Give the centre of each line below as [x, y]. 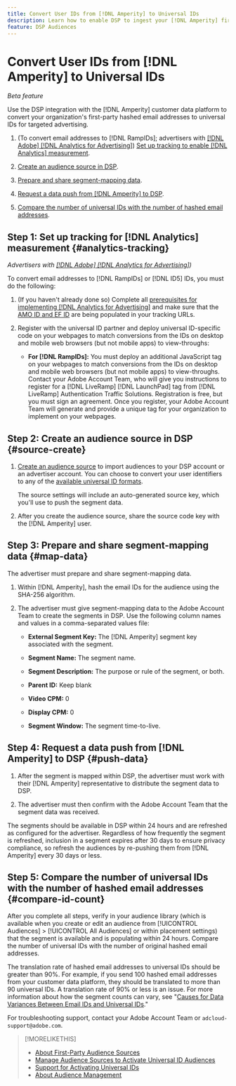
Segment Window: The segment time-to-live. [94, 726]
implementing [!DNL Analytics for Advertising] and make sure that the [118, 307]
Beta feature [25, 96]
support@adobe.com [34, 1026]
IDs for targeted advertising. [48, 124]
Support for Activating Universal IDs [87, 1068]
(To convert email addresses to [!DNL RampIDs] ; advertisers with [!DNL [120, 138]
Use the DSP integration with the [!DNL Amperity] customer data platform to [117, 110]
